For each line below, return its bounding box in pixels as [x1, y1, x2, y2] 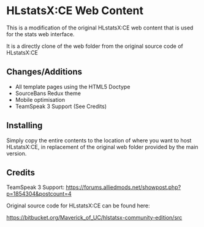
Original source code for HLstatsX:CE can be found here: [6, 202, 150, 209]
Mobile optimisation [15, 96, 66, 103]
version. [6, 150, 27, 157]
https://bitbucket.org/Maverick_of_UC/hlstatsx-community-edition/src [6, 214, 183, 221]
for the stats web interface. [6, 30, 75, 37]
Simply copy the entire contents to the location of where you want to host [6, 136, 192, 144]
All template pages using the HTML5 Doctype [15, 83, 130, 90]
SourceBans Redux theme [15, 90, 81, 97]
